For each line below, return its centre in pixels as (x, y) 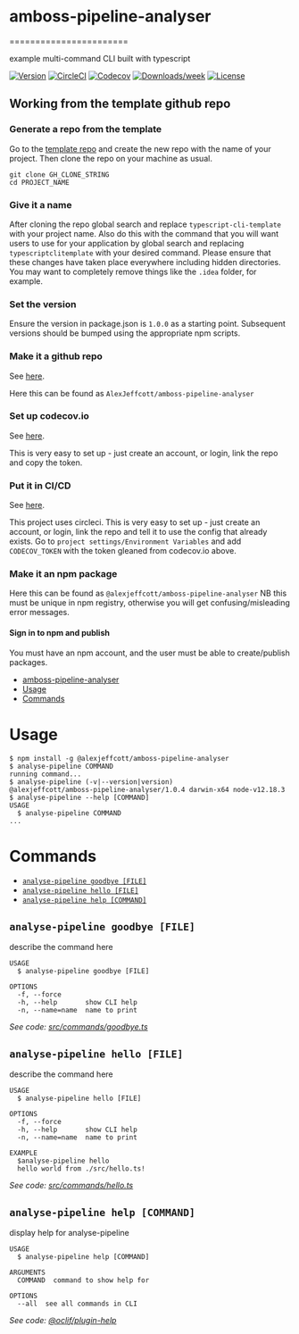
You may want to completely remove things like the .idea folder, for (133, 271)
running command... (46, 774)
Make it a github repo (56, 356)
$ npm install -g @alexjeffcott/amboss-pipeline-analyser (119, 758)
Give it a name (41, 204)
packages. (29, 662)
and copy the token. (46, 463)
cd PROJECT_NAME (39, 182)
